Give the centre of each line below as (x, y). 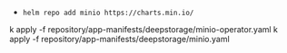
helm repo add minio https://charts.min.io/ (108, 13)
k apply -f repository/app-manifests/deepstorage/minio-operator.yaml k (144, 29)
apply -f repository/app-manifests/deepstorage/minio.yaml (119, 39)
